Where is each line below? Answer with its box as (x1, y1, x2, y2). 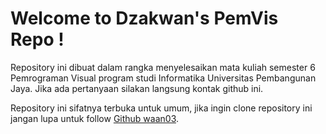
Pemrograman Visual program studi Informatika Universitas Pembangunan (10, 72, 317, 84)
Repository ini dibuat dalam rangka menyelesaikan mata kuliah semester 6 (10, 61, 316, 73)
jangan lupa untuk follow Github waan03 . (10, 112, 180, 124)
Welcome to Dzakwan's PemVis (10, 7, 279, 30)
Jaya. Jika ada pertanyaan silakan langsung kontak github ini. (10, 82, 264, 94)
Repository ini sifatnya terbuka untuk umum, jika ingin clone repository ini (10, 102, 313, 114)
